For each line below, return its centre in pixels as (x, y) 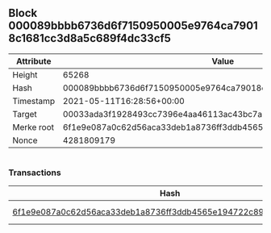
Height (25, 74)
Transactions (35, 173)
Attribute (33, 61)
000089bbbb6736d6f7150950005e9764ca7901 (133, 26)
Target (25, 114)
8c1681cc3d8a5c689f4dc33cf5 (90, 38)
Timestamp (34, 101)
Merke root (33, 127)
